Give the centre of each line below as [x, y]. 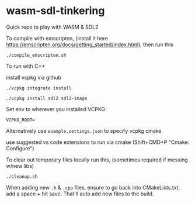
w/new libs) [20, 166]
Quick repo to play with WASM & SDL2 [52, 27]
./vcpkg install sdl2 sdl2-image [47, 98]
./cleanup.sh [22, 177]
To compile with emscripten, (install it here [57, 38]
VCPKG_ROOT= [20, 120]
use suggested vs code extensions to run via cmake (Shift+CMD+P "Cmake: [98, 142]
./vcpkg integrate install [39, 88]
